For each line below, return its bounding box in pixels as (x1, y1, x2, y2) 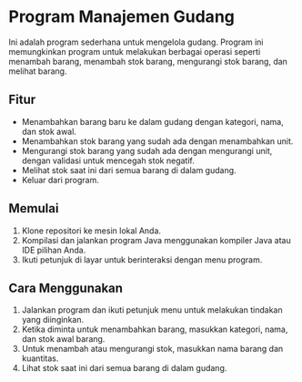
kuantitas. (21, 353, 59, 364)
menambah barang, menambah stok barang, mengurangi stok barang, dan (8, 56, 288, 67)
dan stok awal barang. (21, 334, 106, 345)
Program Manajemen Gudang (8, 6, 236, 27)
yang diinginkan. (21, 315, 84, 325)
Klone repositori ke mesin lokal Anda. (21, 225, 161, 236)
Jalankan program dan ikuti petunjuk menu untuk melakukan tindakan (21, 305, 283, 315)
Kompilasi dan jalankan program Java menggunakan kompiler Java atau (21, 234, 292, 245)
